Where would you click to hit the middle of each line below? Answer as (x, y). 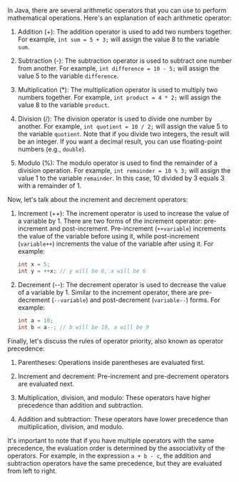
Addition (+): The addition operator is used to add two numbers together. (124, 32)
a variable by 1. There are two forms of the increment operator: (110, 221)
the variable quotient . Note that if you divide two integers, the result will (123, 134)
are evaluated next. (46, 383)
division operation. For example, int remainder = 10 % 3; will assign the (124, 170)
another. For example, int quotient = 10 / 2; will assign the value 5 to (123, 126)
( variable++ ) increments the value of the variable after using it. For (116, 243)
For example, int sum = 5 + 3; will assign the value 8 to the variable (118, 39)
